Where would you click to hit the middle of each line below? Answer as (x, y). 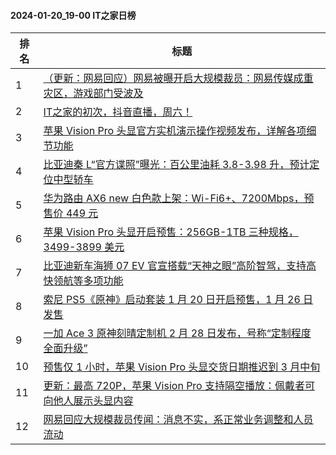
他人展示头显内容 (93, 401)
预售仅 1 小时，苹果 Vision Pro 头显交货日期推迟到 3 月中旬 (182, 367)
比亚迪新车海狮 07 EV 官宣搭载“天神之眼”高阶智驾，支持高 (180, 266)
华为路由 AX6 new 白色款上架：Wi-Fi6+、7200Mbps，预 (179, 198)
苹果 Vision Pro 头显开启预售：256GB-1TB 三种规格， (171, 232)
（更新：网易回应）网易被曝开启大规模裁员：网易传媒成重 (178, 78)
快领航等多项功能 (83, 281)
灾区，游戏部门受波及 (93, 93)
